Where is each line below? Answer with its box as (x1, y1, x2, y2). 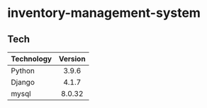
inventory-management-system (7, 5, 201, 21)
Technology (11, 54, 52, 64)
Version (59, 54, 86, 64)
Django (11, 78, 35, 87)
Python (11, 66, 35, 76)
